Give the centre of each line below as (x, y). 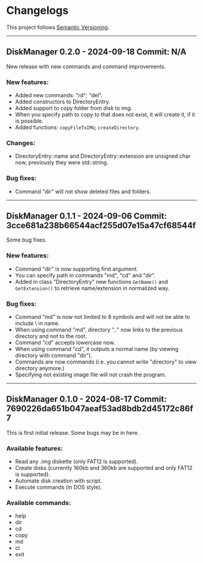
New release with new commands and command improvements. (86, 66)
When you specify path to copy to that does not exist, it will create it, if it (105, 115)
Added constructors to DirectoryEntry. (63, 102)
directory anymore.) (40, 368)
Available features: (35, 448)
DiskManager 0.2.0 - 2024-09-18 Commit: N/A (96, 52)
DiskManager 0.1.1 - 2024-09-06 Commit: (87, 216)
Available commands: (39, 503)
